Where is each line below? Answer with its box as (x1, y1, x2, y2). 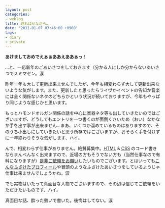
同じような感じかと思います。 (9, 100, 70, 105)
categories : (5, 12, 30, 17)
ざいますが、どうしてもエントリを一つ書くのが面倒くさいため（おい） (5, 116, 147, 122)
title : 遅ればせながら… (5, 21, 49, 26)
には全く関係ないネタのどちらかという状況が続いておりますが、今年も (5, 93, 147, 99)
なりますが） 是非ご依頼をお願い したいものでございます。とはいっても (13, 157, 156, 163)
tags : (5, 30, 16, 35)
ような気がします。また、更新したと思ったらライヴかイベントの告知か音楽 (9, 87, 160, 93)
